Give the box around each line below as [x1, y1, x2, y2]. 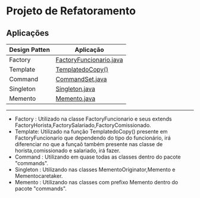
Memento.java [55, 94, 96, 103]
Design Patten [9, 46, 51, 54]
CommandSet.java [55, 75, 107, 83]
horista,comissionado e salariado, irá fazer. [14, 147, 121, 154]
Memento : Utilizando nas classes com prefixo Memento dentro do [14, 179, 179, 185]
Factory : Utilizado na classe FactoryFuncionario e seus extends [14, 115, 172, 122]
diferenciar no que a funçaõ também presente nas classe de [14, 141, 163, 147]
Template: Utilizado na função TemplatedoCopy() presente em [14, 128, 168, 135]
